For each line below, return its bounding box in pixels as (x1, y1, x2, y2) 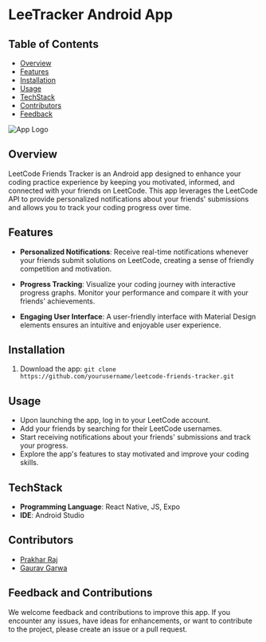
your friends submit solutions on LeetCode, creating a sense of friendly (19, 255, 255, 264)
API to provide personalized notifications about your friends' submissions (8, 194, 249, 204)
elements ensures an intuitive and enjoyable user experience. (19, 320, 221, 330)
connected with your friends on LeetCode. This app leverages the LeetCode (8, 186, 258, 195)
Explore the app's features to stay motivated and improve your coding (19, 449, 249, 459)
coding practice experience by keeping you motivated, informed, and (8, 177, 235, 186)
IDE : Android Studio (19, 511, 85, 520)
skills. (19, 458, 39, 468)
